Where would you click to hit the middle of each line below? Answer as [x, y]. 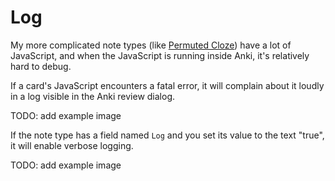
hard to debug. [41, 66]
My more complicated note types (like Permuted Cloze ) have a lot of [151, 45]
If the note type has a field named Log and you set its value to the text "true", [167, 135]
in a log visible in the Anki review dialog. [93, 96]
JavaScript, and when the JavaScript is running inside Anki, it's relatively [160, 55]
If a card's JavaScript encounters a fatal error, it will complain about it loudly [167, 85]
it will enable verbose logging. [72, 145]
